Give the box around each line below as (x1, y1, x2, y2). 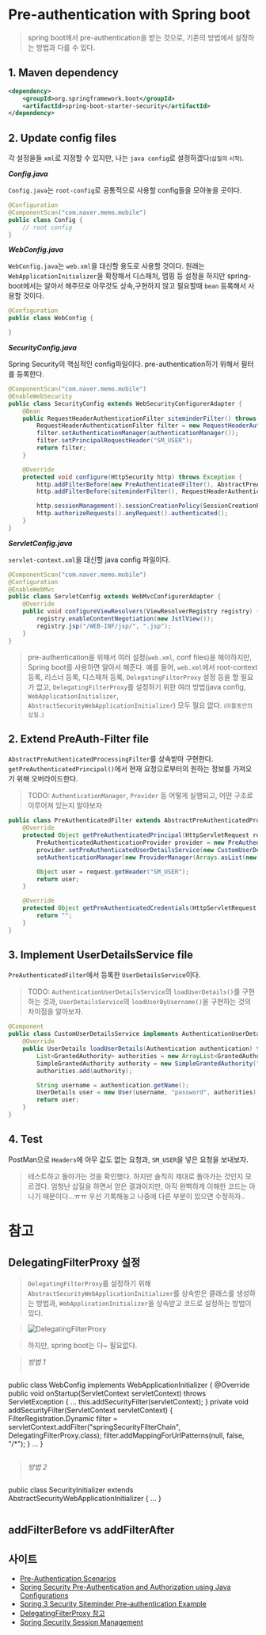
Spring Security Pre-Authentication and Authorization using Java (19, 1582, 231, 1591)
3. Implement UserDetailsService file (8, 949, 194, 962)
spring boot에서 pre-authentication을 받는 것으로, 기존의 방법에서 (27, 32, 234, 42)
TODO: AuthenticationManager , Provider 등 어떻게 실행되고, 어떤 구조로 (27, 791, 253, 800)
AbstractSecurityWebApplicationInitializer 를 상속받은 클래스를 (27, 1288, 235, 1297)
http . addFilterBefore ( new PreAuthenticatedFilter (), (36, 480, 215, 488)
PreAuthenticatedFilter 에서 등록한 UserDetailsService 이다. (8, 970, 201, 980)
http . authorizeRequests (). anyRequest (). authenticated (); (36, 510, 228, 518)
